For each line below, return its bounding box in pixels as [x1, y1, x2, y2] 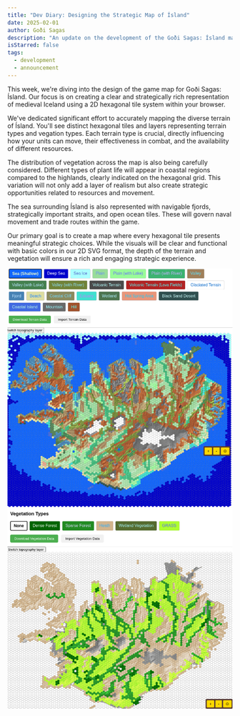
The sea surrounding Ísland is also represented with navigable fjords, [7, 202, 211, 211]
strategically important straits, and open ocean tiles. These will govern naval [7, 209, 232, 218]
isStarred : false [7, 41, 59, 49]
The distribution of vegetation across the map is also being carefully [7, 158, 209, 166]
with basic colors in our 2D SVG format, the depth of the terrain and [7, 247, 206, 255]
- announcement [14, 64, 59, 71]
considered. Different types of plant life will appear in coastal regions [7, 165, 211, 174]
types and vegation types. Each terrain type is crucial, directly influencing [7, 129, 224, 137]
